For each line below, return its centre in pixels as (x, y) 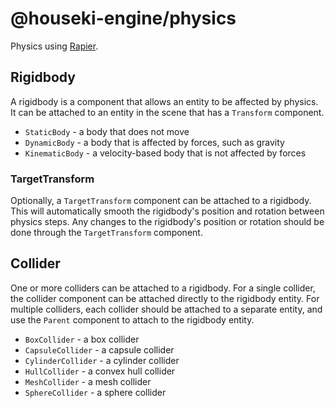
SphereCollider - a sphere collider (95, 392)
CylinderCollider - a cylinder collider (102, 360)
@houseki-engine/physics (123, 18)
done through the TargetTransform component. (106, 233)
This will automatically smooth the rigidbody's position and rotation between (167, 211)
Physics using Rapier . (54, 46)
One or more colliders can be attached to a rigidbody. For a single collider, (163, 288)
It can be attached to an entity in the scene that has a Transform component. (167, 112)
